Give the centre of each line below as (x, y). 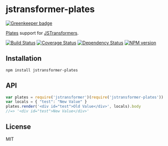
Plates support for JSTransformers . (42, 33)
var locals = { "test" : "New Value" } (46, 102)
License (18, 127)
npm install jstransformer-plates (42, 70)
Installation (24, 59)
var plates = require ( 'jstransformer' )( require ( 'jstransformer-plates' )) (85, 97)
